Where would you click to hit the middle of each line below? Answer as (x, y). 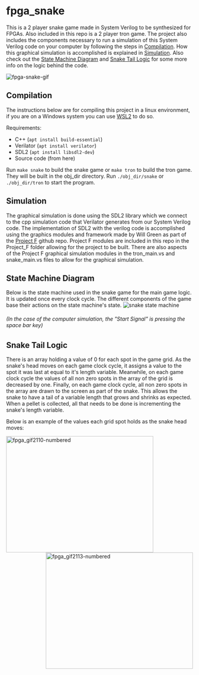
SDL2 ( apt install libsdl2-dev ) (54, 152)
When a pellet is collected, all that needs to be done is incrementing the (93, 404)
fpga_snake (36, 11)
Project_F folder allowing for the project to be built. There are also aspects (97, 247)
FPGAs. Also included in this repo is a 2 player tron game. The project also (97, 33)
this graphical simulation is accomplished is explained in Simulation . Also (95, 52)
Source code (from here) (45, 158)
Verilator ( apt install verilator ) (55, 145)
